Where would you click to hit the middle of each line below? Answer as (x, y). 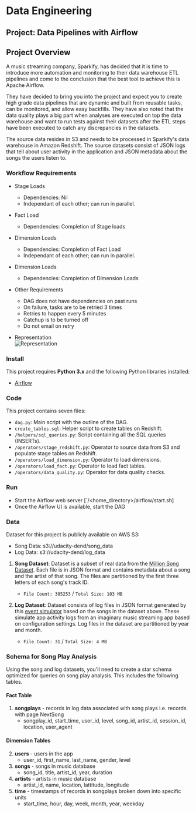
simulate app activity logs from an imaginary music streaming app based (102, 617)
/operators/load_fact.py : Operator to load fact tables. (80, 466)
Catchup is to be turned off (56, 320)
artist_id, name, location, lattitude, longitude (76, 785)
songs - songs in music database (55, 766)
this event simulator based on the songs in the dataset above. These (97, 611)
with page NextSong (39, 714)
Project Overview (38, 52)
